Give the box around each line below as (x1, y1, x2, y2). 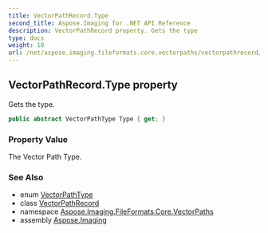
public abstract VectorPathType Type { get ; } (8, 115, 166, 123)
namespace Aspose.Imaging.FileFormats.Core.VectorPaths (19, 207, 214, 216)
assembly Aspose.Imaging (19, 215, 108, 225)
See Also (8, 172, 44, 183)
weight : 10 (8, 41, 45, 49)
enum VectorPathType (19, 190, 93, 199)
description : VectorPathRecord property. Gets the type (8, 26, 198, 34)
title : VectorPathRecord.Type (8, 11, 109, 20)
